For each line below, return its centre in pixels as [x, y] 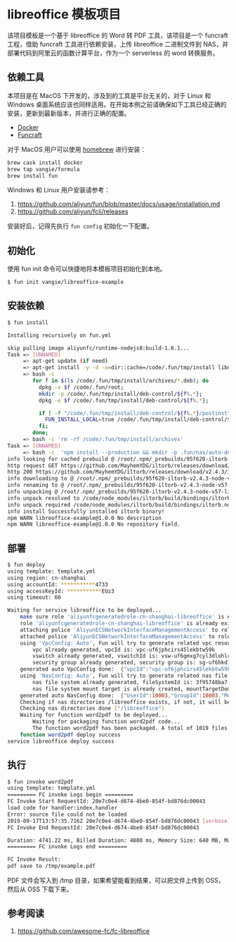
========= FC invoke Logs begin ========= [70, 795]
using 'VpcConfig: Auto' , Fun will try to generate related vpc [116, 643]
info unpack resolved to [44, 498]
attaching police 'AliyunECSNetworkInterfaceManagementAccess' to [119, 630]
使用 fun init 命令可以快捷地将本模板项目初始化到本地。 [87, 269]
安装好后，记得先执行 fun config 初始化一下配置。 [80, 226]
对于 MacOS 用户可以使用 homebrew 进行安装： [77, 149]
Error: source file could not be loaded [67, 814]
